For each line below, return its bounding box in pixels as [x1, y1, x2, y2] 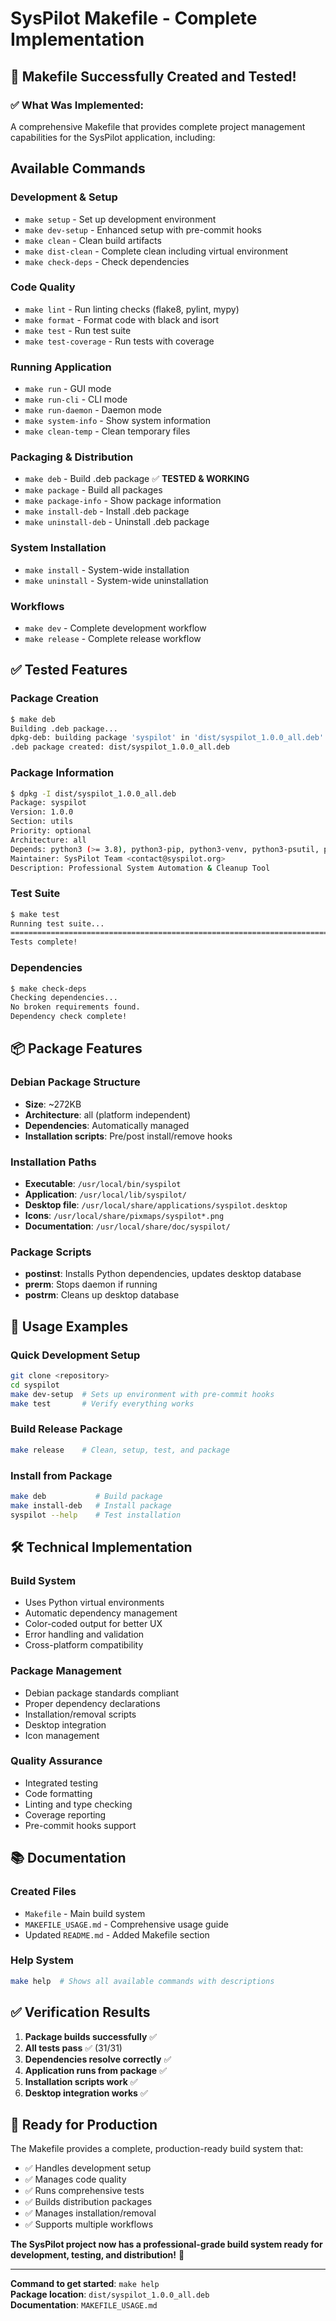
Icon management [24, 1729, 100, 1741]
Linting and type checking [24, 1798, 133, 1810]
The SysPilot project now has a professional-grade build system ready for [10, 2238, 323, 2251]
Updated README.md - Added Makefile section [24, 1928, 210, 1941]
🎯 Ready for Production [10, 2116, 158, 2133]
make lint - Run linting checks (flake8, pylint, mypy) [24, 303, 240, 315]
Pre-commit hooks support [24, 1819, 137, 1831]
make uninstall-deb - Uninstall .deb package [24, 516, 210, 528]
